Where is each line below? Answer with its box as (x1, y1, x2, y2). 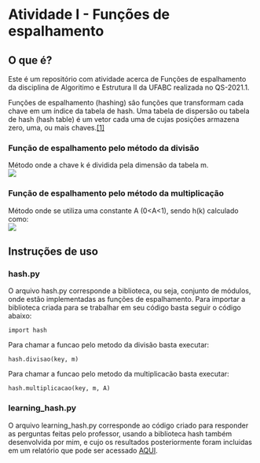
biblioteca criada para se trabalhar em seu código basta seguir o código (8, 303, 241, 312)
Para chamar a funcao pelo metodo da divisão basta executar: (8, 340, 210, 350)
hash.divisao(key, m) (8, 355, 79, 363)
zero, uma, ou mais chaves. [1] (8, 123, 104, 132)
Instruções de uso (8, 244, 98, 258)
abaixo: (8, 311, 32, 321)
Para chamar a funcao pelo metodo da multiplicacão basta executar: (8, 369, 229, 379)
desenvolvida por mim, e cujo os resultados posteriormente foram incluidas (8, 437, 253, 446)
